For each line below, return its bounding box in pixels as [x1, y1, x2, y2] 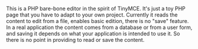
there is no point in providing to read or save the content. [6, 37, 145, 43]
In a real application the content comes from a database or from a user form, [6, 24, 193, 31]
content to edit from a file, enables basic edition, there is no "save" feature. [6, 18, 189, 24]
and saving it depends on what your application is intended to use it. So [6, 30, 180, 37]
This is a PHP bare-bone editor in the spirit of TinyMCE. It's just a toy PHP [6, 5, 186, 12]
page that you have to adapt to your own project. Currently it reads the [6, 11, 178, 18]
